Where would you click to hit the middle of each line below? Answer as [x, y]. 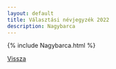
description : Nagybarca [41, 26]
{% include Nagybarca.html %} [51, 46]
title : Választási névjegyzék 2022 [58, 20]
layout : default [30, 13]
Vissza [17, 59]
